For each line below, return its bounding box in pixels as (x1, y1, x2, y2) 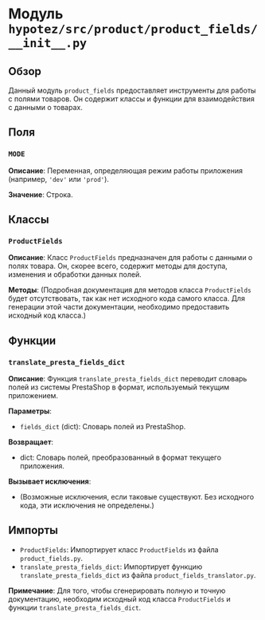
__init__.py (8, 36, 88, 51)
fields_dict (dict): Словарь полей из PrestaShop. (19, 422, 186, 432)
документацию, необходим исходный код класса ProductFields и (8, 594, 231, 603)
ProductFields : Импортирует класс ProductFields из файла (19, 544, 219, 555)
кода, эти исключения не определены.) (19, 500, 155, 511)
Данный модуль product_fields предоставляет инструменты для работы (8, 85, 256, 95)
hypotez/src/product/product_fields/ (8, 22, 259, 37)
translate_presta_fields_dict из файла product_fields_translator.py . (19, 570, 256, 579)
